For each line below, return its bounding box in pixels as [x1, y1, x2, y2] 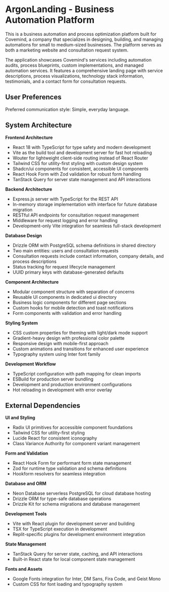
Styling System [5, 319, 38, 326]
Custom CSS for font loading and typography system [12, 581, 123, 587]
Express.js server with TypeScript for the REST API [12, 196, 119, 202]
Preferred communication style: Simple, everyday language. [5, 106, 130, 112]
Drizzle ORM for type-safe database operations [12, 496, 111, 502]
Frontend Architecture [5, 134, 53, 140]
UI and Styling [5, 415, 35, 421]
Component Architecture [5, 279, 59, 285]
